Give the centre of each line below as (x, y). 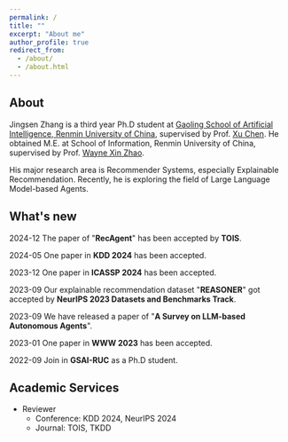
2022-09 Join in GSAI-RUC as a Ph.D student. (94, 359)
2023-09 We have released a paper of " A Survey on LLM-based (128, 316)
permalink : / (33, 17)
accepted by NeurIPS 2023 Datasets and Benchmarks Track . (123, 299)
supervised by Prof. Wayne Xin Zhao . (77, 153)
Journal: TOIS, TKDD (73, 428)
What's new (43, 217)
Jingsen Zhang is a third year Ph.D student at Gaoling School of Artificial (141, 124)
